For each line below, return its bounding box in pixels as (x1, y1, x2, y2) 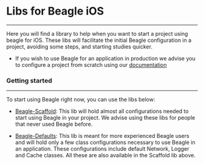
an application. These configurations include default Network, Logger (15, 145, 189, 152)
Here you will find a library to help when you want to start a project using (6, 30, 188, 37)
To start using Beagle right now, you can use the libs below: (6, 96, 155, 103)
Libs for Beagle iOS (6, 4, 104, 18)
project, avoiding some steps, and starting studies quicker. (6, 43, 153, 50)
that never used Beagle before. (15, 120, 93, 128)
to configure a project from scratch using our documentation (15, 61, 167, 68)
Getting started (6, 76, 53, 84)
